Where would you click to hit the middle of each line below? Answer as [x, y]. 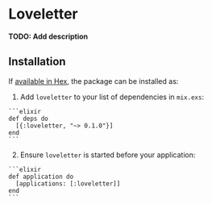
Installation [37, 62]
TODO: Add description [48, 36]
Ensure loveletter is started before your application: [108, 155]
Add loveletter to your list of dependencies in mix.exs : [112, 97]
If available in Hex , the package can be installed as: [94, 81]
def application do [41, 177]
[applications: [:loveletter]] [68, 183]
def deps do [28, 119]
